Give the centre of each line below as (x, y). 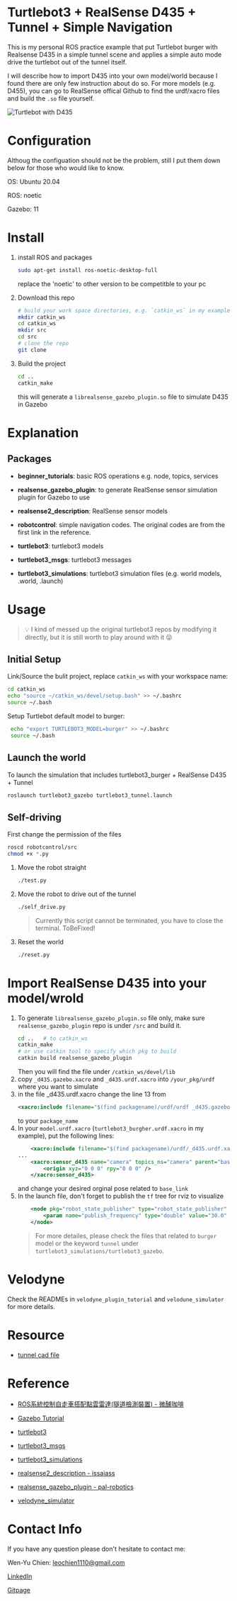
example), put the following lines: (66, 1136)
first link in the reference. (54, 532)
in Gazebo (33, 404)
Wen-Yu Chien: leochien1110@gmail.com (66, 1562)
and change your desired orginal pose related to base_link (103, 1189)
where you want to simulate (58, 1087)
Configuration (50, 141)
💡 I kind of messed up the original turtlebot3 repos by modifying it (121, 629)
